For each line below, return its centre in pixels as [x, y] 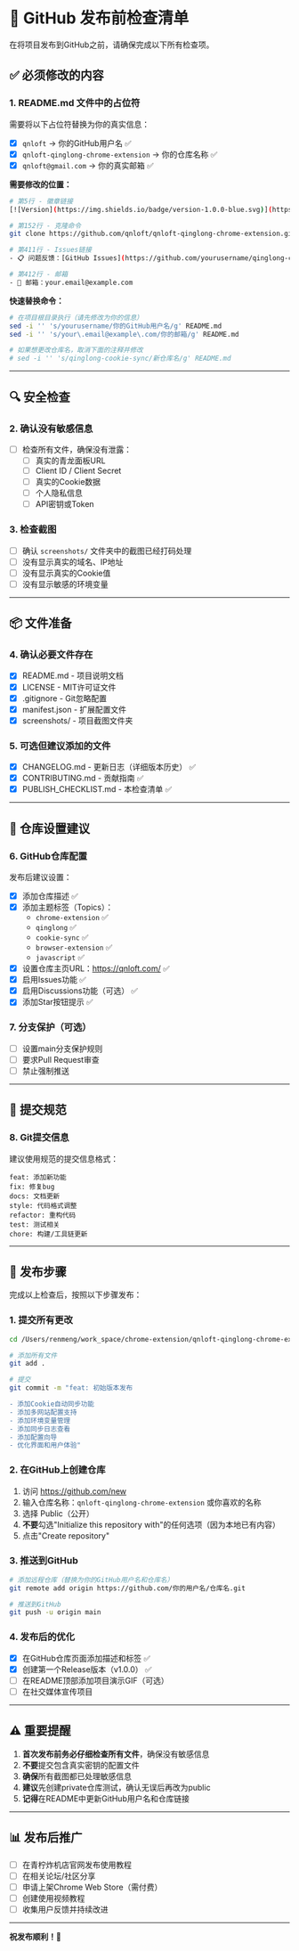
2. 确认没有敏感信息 [51, 429]
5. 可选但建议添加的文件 [60, 746]
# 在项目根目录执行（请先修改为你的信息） [77, 317]
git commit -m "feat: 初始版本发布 [71, 1388]
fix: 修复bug [32, 1187]
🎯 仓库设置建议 [50, 828]
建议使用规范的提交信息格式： [64, 1158]
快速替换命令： [36, 300]
